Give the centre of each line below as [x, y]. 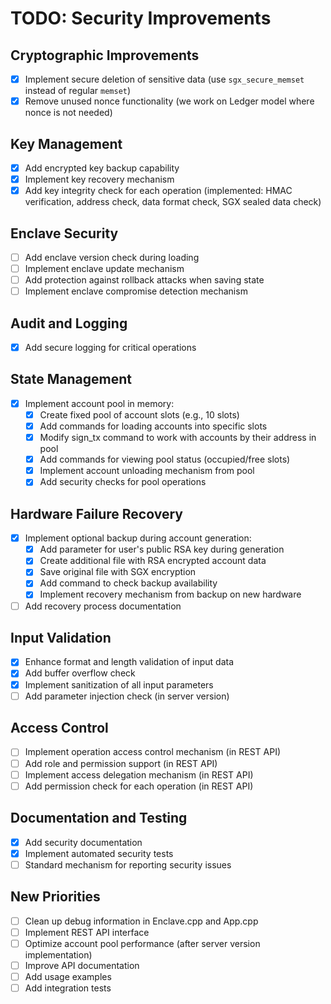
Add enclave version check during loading [112, 257]
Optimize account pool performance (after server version [142, 943]
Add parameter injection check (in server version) [127, 696]
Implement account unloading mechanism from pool [147, 471]
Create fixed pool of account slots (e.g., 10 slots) [139, 414]
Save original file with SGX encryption [118, 572]
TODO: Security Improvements [141, 18]
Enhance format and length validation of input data [129, 662]
